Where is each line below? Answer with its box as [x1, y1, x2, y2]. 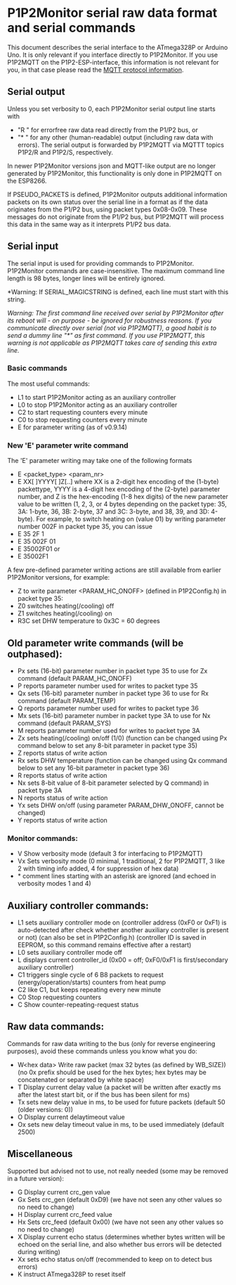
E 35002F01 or [17, 544, 60, 553]
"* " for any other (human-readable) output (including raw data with [17, 133, 214, 141]
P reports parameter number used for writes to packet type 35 [17, 681, 198, 690]
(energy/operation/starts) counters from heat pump [17, 978, 166, 986]
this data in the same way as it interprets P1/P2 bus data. [7, 220, 171, 228]
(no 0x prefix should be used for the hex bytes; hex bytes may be [17, 1068, 207, 1076]
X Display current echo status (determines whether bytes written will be [17, 1232, 225, 1241]
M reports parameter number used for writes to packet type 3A [17, 726, 200, 735]
